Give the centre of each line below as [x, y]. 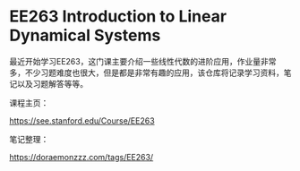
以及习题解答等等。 [52, 83]
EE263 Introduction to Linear [118, 17]
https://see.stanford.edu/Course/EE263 [82, 120]
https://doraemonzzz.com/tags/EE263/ [81, 157]
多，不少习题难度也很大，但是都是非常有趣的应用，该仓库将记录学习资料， [146, 73]
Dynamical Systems [85, 35]
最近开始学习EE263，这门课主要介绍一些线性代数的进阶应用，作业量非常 [143, 61]
